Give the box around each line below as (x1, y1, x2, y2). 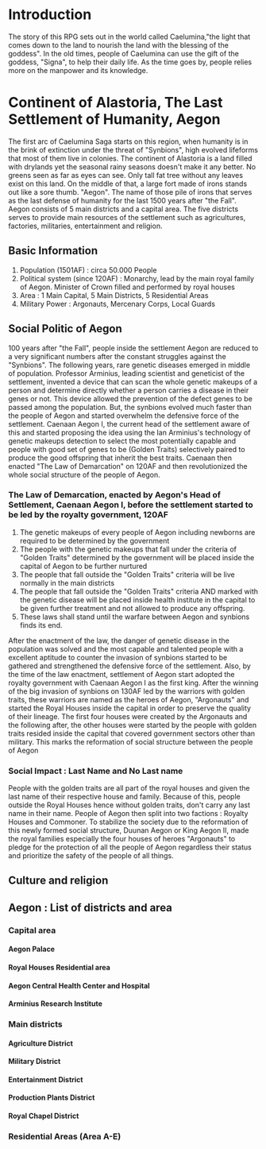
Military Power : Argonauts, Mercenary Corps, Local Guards (19, 299, 216, 308)
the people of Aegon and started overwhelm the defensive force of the (8, 411, 240, 420)
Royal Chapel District (8, 1111, 79, 1121)
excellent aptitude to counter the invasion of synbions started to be (8, 652, 228, 662)
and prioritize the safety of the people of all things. (8, 851, 174, 861)
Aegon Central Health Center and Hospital (8, 981, 150, 990)
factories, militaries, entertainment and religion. (8, 221, 163, 230)
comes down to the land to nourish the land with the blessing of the (8, 40, 229, 49)
